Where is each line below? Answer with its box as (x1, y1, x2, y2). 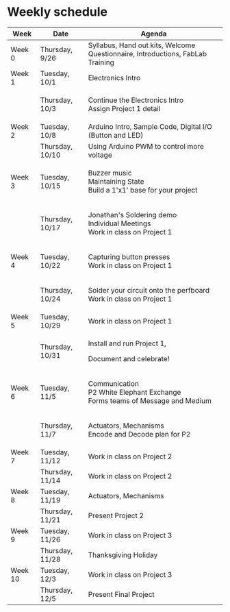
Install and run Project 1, (88, 339, 166, 348)
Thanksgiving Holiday (88, 550, 158, 559)
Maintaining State (88, 176, 144, 186)
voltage (88, 150, 112, 160)
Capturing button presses (88, 252, 170, 261)
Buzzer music (88, 168, 132, 178)
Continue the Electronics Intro (88, 95, 183, 105)
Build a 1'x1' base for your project (88, 185, 198, 195)
